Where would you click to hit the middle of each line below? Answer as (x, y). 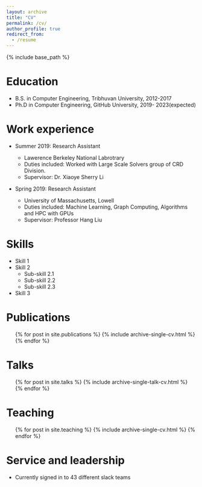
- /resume (24, 40)
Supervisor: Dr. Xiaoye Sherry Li (64, 177)
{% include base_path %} (38, 57)
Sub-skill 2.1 (39, 273)
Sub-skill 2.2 (40, 280)
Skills (20, 244)
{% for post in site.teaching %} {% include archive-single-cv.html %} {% (105, 430)
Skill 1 (22, 261)
